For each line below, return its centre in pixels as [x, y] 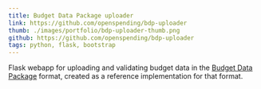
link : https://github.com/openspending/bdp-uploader [98, 23]
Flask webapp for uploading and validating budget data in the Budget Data [130, 68]
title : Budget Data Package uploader [71, 15]
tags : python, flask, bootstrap [62, 45]
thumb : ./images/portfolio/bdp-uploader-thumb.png [94, 30]
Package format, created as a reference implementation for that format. [126, 76]
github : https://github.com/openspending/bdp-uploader [101, 38]
